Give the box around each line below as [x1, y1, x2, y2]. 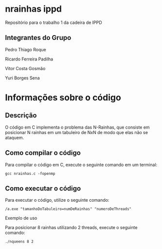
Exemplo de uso [5, 215, 37, 221]
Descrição [5, 111, 37, 120]
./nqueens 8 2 [5, 239, 34, 244]
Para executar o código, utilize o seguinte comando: [5, 197, 109, 203]
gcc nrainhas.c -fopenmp [5, 171, 55, 176]
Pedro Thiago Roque [5, 46, 46, 52]
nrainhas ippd [5, 3, 62, 15]
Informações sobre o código [5, 92, 122, 103]
